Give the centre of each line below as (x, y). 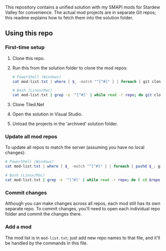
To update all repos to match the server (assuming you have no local (75, 147)
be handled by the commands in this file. (46, 243)
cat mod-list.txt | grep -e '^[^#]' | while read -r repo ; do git (82, 95)
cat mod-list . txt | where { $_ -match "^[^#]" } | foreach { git (81, 81)
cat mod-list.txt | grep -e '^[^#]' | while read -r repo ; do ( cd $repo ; (84, 180)
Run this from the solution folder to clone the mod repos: (70, 68)
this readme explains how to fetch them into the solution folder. (69, 18)
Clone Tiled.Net (28, 105)
